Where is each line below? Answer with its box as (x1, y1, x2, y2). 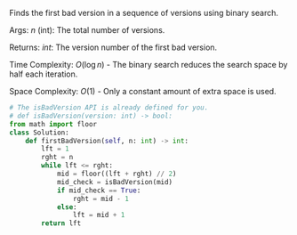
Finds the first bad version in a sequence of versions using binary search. (9, 8, 278, 18)
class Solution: (9, 128, 69, 137)
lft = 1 (41, 144, 69, 154)
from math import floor (9, 119, 98, 128)
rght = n (41, 153, 74, 162)
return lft (41, 219, 82, 228)
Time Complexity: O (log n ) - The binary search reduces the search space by (9, 60, 288, 69)
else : (56, 202, 77, 212)
